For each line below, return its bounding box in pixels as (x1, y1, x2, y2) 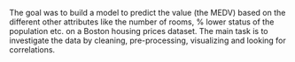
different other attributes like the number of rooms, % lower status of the (9, 17, 275, 27)
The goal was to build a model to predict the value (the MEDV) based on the (9, 8, 286, 17)
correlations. (9, 45, 56, 55)
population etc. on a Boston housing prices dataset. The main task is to (9, 26, 268, 36)
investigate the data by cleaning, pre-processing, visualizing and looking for (9, 35, 286, 45)
